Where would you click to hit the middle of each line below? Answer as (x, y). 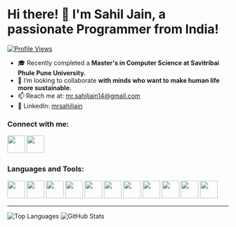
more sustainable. (45, 88)
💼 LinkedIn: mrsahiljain (50, 105)
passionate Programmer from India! (113, 29)
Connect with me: (38, 124)
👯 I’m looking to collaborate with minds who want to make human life (118, 80)
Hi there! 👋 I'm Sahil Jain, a (87, 14)
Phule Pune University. (52, 72)
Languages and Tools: (46, 169)
